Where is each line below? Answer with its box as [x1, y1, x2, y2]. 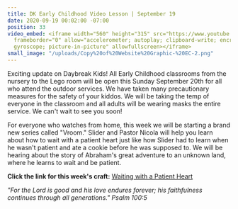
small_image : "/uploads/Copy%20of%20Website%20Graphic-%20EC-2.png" [7, 50, 214, 57]
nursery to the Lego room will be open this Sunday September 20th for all [7, 77, 222, 85]
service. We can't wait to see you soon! [7, 107, 123, 115]
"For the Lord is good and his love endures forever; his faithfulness [7, 186, 203, 194]
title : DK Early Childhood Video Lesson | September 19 [7, 10, 176, 18]
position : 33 [7, 23, 46, 30]
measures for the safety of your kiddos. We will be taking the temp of [7, 91, 210, 100]
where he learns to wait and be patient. [7, 158, 122, 166]
